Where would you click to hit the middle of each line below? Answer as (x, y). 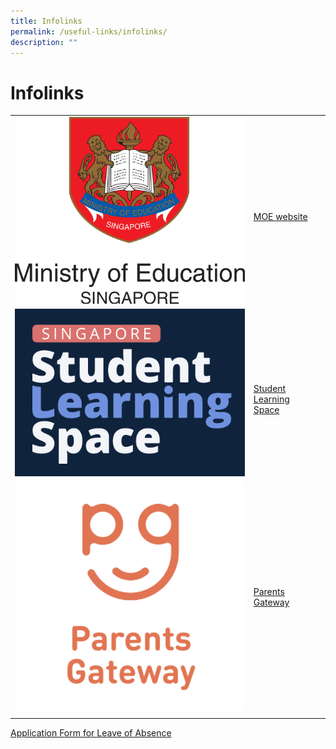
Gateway (271, 602)
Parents (269, 592)
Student (270, 388)
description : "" (44, 42)
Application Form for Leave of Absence (91, 732)
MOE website (280, 217)
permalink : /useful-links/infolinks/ (89, 31)
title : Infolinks (46, 21)
